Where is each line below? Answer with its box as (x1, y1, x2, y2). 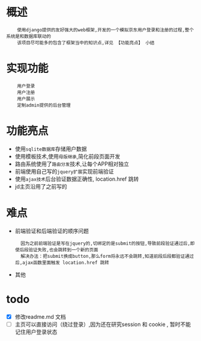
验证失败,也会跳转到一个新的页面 (28, 246, 98, 253)
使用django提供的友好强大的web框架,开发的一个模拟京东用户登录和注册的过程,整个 (17, 27, 194, 33)
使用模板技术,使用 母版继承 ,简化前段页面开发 (14, 152, 121, 160)
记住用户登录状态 (14, 328, 58, 335)
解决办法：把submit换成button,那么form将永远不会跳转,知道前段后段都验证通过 (20, 253, 194, 259)
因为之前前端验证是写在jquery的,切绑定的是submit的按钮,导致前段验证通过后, (20, 240, 191, 246)
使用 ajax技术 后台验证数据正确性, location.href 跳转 (14, 175, 139, 183)
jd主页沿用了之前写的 (14, 183, 67, 190)
